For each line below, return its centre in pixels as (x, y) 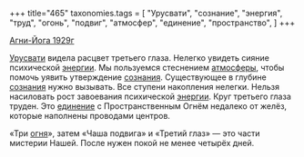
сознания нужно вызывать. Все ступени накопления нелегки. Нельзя (145, 87)
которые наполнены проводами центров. (90, 116)
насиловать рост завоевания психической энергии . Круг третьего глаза (150, 96)
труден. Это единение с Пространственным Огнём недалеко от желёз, (148, 106)
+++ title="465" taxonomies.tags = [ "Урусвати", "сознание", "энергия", (146, 13)
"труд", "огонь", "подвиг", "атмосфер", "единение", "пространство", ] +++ (152, 23)
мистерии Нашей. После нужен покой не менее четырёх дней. (132, 143)
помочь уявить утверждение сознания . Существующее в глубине (138, 77)
